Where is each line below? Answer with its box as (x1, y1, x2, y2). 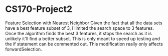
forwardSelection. (5, 46, 42, 52)
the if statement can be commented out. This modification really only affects (5, 41, 163, 47)
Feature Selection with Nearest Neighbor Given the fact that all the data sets (5, 20, 162, 26)
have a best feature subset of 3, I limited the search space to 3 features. (5, 25, 154, 31)
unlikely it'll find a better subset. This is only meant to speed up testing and (5, 36, 160, 42)
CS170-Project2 (5, 3, 73, 15)
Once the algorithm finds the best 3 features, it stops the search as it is (5, 30, 152, 36)
